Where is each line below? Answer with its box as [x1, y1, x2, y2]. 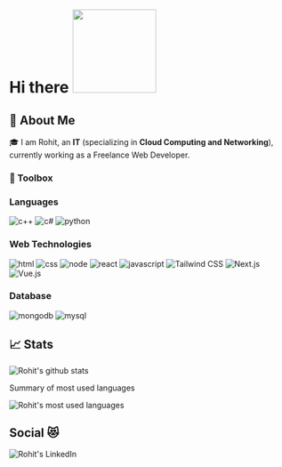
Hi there [9, 77, 69, 98]
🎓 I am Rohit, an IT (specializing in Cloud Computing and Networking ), [9, 137, 274, 147]
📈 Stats [9, 337, 54, 352]
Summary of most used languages [9, 382, 135, 393]
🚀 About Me [9, 112, 76, 128]
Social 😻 [9, 425, 60, 440]
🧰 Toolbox [9, 172, 53, 184]
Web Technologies [9, 238, 92, 251]
